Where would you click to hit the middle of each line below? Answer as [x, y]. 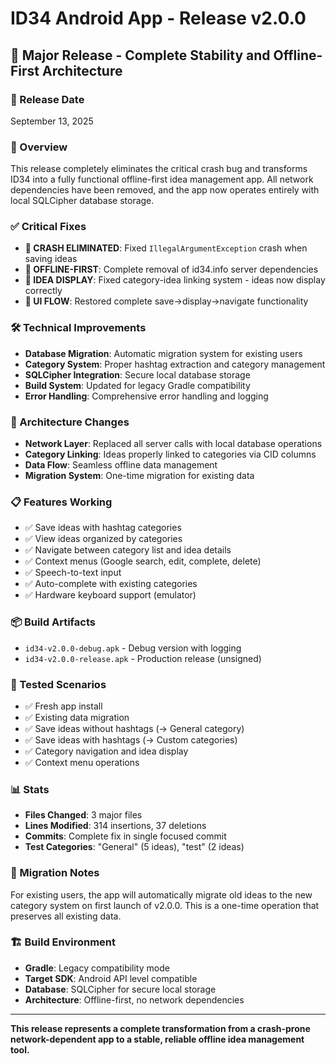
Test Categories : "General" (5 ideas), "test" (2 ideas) [134, 847]
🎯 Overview [39, 147]
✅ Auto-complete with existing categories [111, 584]
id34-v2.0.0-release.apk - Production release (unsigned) [143, 658]
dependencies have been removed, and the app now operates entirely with [165, 190]
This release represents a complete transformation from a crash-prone [160, 1028]
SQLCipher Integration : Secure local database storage [137, 374]
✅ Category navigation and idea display [106, 751]
